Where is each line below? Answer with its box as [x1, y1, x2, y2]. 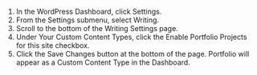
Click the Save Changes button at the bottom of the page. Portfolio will [15, 49, 250, 58]
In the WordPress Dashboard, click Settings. [15, 7, 162, 16]
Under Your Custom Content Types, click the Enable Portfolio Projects [15, 32, 247, 41]
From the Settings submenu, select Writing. [15, 15, 159, 25]
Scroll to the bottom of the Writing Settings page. [15, 24, 178, 33]
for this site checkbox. [15, 41, 90, 50]
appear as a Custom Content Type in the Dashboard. [15, 57, 190, 67]
